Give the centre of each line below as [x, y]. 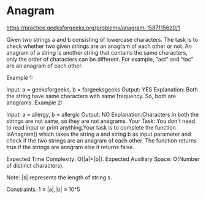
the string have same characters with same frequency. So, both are [91, 96]
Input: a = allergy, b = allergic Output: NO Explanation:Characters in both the [103, 114]
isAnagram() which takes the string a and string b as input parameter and [99, 134]
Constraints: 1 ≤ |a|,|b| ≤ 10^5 [43, 189]
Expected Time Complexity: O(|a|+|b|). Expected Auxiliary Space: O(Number [103, 159]
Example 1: [20, 77]
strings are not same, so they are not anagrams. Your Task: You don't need [101, 121]
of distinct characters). [35, 165]
